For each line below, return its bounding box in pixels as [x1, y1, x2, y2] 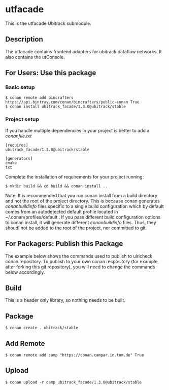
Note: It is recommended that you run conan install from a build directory [5, 192, 157, 198]
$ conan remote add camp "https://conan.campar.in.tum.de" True [5, 352, 144, 358]
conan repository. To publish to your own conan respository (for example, [5, 258, 159, 264]
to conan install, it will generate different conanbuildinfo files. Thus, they [5, 219, 156, 225]
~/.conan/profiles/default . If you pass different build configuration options [5, 214, 161, 220]
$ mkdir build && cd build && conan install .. [5, 184, 108, 189]
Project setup [5, 116, 39, 123]
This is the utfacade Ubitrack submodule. [5, 20, 91, 26]
